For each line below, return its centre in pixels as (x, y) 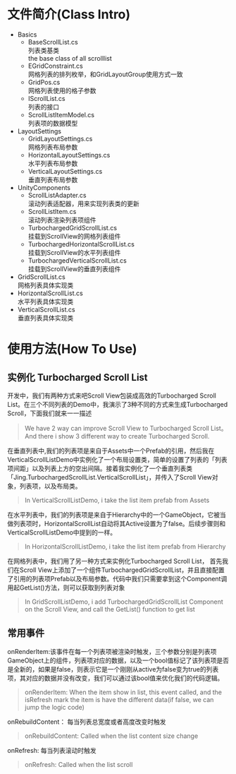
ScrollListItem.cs (52, 211)
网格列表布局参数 (53, 147)
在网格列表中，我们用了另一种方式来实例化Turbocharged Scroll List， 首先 (115, 561)
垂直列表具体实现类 (45, 318)
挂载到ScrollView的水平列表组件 (74, 252)
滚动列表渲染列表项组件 (62, 220)
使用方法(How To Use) (72, 349)
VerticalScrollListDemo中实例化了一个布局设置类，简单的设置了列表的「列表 (117, 459)
